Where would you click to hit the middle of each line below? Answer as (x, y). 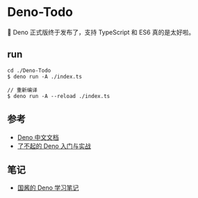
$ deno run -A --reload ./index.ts (59, 96)
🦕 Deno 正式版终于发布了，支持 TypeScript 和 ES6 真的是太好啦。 (101, 32)
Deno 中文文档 (38, 137)
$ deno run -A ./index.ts (44, 76)
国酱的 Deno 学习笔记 (48, 188)
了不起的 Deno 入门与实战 (54, 146)
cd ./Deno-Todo (29, 70)
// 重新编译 (23, 90)
